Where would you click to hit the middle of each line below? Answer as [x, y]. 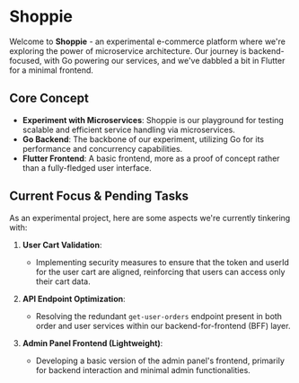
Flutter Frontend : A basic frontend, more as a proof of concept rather [151, 158]
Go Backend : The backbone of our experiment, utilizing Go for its [143, 139]
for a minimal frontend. [52, 70]
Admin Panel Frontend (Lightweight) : [92, 343]
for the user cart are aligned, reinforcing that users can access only [160, 272]
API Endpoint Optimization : [74, 298]
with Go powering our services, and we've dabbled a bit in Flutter [164, 60]
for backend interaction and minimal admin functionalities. [143, 370]
